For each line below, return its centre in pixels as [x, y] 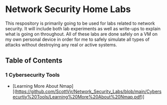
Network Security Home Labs [68, 9]
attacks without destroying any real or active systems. [61, 44]
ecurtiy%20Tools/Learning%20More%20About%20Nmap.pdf [77, 96]
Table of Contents [34, 61]
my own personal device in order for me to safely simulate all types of [77, 39]
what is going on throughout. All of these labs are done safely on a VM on [81, 34]
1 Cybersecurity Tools [32, 75]
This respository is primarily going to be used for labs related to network [80, 23]
